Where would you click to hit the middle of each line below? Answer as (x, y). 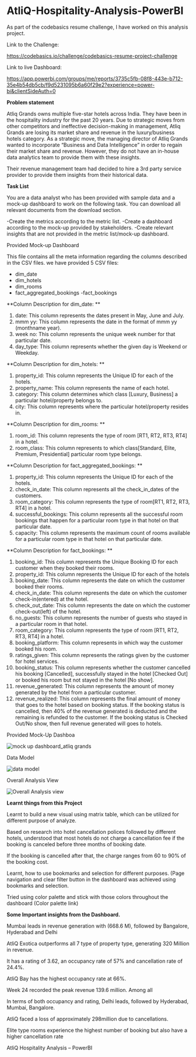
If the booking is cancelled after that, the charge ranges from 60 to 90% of (96, 856)
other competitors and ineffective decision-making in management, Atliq (94, 126)
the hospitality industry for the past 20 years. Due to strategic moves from (96, 120)
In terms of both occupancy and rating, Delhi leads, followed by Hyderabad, (98, 1001)
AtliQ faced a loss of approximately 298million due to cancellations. (87, 1019)
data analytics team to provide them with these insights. (74, 157)
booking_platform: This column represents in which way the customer (99, 642)
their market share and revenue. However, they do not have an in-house (93, 151)
